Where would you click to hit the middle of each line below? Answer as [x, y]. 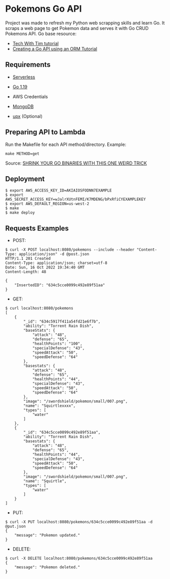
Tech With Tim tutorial [36, 43]
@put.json [16, 527]
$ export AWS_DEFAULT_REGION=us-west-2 [47, 204]
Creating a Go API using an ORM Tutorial [55, 49]
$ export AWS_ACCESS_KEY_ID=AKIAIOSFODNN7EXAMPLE [59, 190]
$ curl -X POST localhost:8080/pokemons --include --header [70, 250]
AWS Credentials [30, 96]
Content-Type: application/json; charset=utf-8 [56, 263]
